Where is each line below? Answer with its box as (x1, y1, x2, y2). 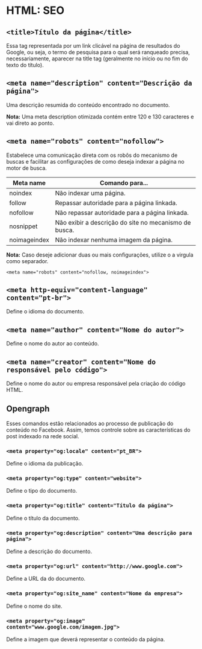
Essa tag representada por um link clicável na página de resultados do (6, 42, 180, 49)
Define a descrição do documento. (6, 548, 92, 555)
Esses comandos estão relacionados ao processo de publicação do (6, 420, 174, 427)
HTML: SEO (6, 4, 65, 18)
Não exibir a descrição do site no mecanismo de (55, 218, 191, 226)
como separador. (6, 257, 49, 264)
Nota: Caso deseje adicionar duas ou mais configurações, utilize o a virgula (6, 251, 194, 258)
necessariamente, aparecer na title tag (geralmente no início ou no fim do (6, 55, 188, 62)
